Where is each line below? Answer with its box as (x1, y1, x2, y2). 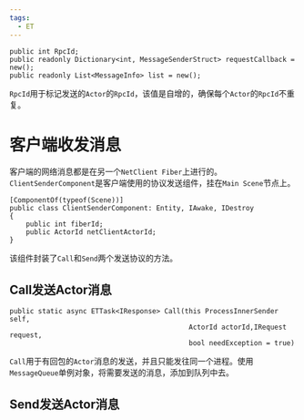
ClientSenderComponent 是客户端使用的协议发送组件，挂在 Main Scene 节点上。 (9, 178, 296, 189)
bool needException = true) (187, 339, 296, 348)
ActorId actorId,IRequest (187, 323, 287, 333)
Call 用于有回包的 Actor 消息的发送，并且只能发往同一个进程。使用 (9, 356, 254, 367)
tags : (9, 13, 30, 23)
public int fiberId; (25, 220, 104, 229)
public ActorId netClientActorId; (25, 228, 157, 237)
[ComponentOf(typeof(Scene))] (9, 196, 125, 205)
